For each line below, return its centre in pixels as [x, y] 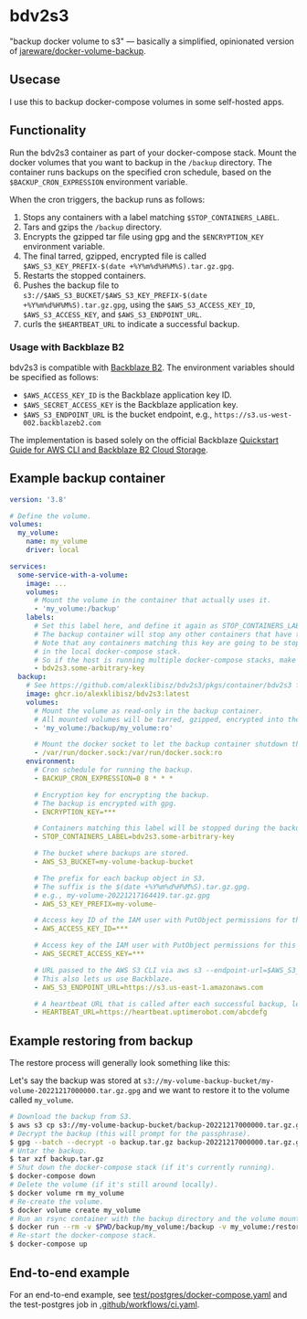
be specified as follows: [54, 377]
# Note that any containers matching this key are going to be [157, 643]
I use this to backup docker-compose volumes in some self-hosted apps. [147, 101]
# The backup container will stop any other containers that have [163, 634]
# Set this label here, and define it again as [126, 626]
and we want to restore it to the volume [217, 1090]
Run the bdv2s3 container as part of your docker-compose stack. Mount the [153, 153]
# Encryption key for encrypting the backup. [122, 795]
